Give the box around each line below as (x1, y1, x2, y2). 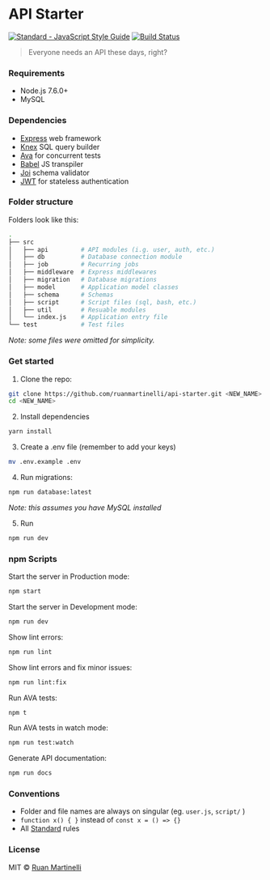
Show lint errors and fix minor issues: (8, 662, 133, 672)
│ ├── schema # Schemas (8, 291, 114, 299)
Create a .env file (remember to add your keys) (19, 442, 176, 452)
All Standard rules (19, 823, 80, 834)
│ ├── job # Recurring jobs (8, 261, 139, 269)
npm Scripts (8, 553, 58, 564)
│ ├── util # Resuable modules (8, 305, 147, 314)
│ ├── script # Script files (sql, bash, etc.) (8, 298, 197, 306)
